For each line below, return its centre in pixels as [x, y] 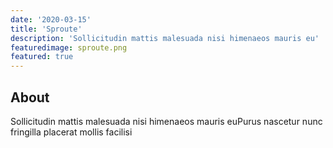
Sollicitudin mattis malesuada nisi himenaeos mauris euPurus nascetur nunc [166, 121]
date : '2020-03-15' [51, 19]
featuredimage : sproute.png [69, 47]
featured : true [42, 57]
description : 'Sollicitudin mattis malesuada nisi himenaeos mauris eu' [165, 38]
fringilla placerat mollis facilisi [71, 132]
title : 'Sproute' [46, 29]
